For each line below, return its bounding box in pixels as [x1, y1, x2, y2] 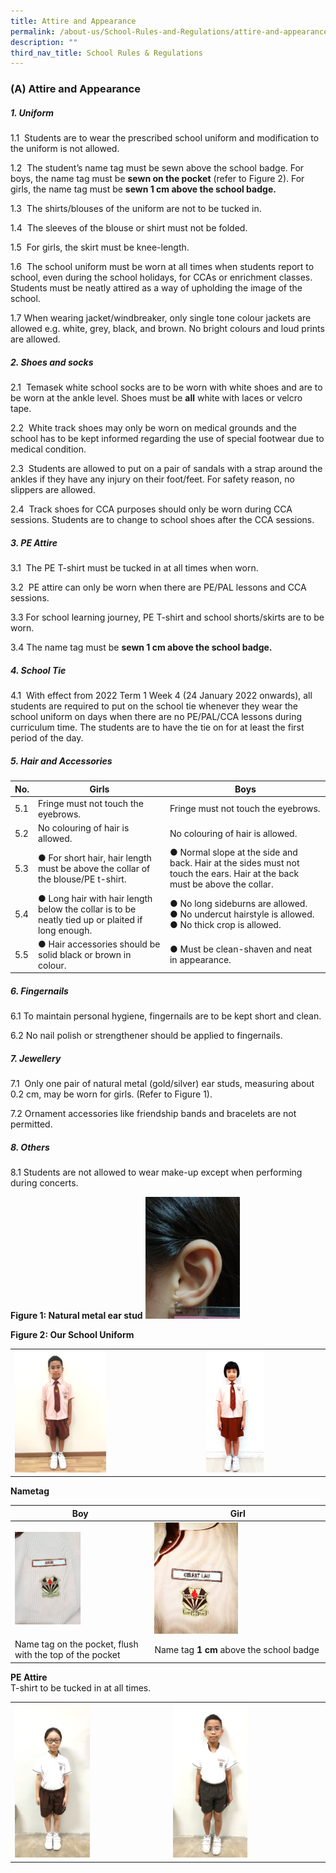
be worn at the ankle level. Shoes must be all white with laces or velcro [10, 392, 303, 404]
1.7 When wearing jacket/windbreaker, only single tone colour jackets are [10, 312, 312, 324]
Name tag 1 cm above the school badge [154, 1643, 320, 1655]
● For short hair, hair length [38, 851, 152, 864]
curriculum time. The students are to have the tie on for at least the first [10, 721, 305, 734]
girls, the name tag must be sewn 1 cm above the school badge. [10, 183, 277, 195]
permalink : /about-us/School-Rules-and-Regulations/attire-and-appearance [10, 26, 329, 37]
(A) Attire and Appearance [10, 82, 141, 96]
